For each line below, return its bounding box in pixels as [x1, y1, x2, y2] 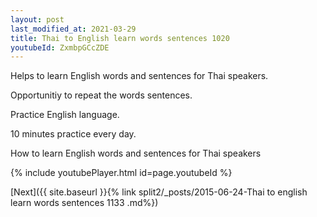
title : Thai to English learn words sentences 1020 [10, 33, 230, 43]
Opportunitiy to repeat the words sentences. [10, 89, 193, 101]
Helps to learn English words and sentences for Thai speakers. [10, 70, 269, 82]
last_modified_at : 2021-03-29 [10, 24, 137, 34]
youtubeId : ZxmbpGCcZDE [10, 42, 110, 53]
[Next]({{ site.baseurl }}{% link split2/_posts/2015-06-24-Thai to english [10, 186, 308, 198]
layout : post [10, 14, 65, 25]
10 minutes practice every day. [10, 128, 137, 140]
